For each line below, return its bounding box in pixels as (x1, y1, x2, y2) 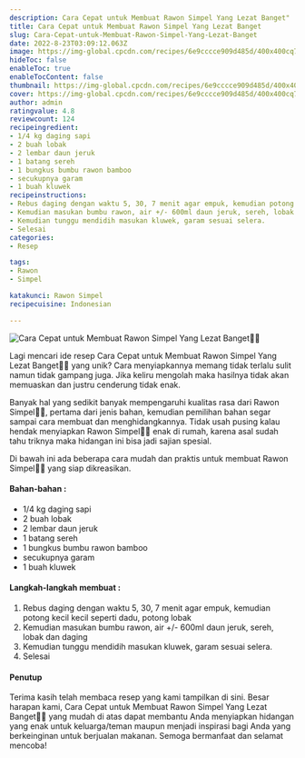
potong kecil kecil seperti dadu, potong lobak (22, 613, 192, 623)
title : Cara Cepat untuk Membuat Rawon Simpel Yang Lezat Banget (9, 22, 261, 31)
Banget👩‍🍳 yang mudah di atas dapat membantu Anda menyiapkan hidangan (9, 711, 295, 723)
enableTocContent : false (9, 73, 103, 82)
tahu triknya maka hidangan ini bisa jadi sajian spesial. (9, 435, 212, 446)
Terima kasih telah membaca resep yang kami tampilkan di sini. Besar (9, 692, 270, 703)
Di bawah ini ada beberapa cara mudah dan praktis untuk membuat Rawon (9, 453, 289, 464)
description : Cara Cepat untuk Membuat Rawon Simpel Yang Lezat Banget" (9, 13, 290, 23)
